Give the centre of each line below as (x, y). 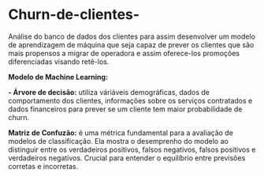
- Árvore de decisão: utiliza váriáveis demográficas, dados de (109, 92)
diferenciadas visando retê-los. (59, 62)
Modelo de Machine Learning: (58, 77)
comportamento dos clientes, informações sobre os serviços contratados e (130, 100)
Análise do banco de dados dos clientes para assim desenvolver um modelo (132, 36)
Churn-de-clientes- (74, 15)
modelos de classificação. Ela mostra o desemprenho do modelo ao (118, 141)
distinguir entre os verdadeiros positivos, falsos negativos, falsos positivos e (132, 149)
